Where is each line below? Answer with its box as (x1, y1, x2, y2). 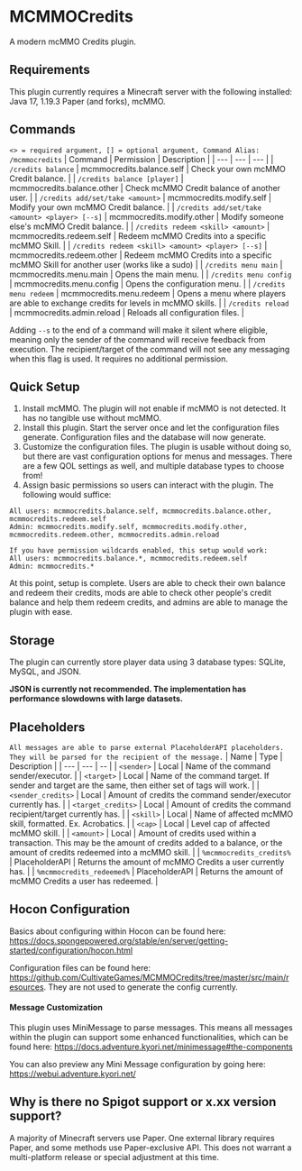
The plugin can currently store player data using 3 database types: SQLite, (9, 656, 286, 668)
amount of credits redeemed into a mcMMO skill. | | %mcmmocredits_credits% (9, 847, 291, 857)
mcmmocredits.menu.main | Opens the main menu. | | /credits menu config (9, 269, 292, 279)
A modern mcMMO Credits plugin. (9, 36, 137, 47)
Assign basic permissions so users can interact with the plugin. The (22, 480, 274, 490)
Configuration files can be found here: (9, 962, 151, 973)
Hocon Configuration (9, 901, 131, 917)
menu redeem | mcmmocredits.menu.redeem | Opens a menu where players (9, 288, 287, 298)
